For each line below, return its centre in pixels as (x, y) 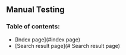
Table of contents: (33, 27)
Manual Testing (36, 10)
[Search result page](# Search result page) (67, 46)
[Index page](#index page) (48, 39)
